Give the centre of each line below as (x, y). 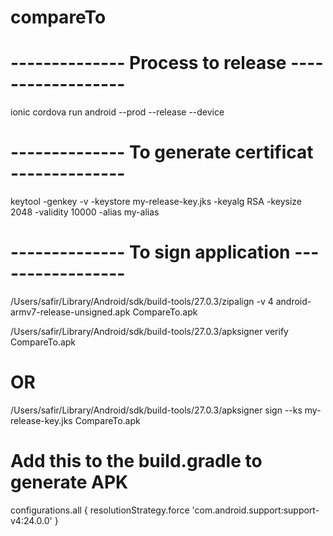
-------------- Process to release (148, 63)
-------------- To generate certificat (162, 152)
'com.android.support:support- (255, 510)
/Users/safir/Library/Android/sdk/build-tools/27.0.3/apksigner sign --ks (156, 410)
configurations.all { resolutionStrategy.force (100, 510)
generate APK (69, 482)
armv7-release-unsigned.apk (70, 312)
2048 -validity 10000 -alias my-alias (85, 212)
